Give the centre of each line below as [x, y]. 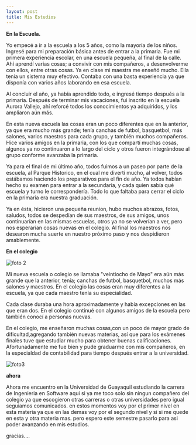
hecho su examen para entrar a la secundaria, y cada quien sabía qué [90, 185]
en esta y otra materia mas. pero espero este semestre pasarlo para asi [92, 418]
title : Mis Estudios [31, 17]
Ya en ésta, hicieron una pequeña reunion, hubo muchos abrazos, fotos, [93, 209]
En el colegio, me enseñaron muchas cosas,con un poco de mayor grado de [98, 328]
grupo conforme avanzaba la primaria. [52, 155]
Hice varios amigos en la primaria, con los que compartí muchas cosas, [92, 142]
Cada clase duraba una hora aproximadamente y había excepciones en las [96, 304]
